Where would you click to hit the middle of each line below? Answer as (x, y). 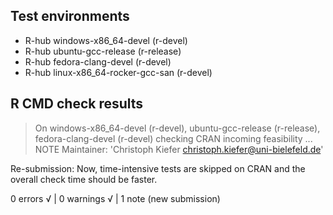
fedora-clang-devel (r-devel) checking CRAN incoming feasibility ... (173, 138)
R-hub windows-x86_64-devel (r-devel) (106, 40)
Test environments (70, 16)
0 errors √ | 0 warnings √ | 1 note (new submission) (115, 198)
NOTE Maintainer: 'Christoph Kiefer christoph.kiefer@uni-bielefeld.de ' (179, 149)
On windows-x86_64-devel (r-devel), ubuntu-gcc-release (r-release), (177, 128)
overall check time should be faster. (84, 179)
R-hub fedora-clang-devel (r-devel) (98, 61)
